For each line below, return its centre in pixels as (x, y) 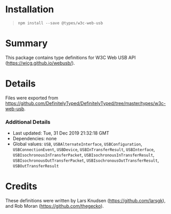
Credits (21, 187)
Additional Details (28, 122)
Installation (30, 9)
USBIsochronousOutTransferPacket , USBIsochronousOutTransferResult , (86, 160)
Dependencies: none (35, 139)
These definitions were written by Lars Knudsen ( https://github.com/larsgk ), (85, 201)
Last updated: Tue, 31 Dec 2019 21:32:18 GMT (61, 133)
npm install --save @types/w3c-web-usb (60, 23)
